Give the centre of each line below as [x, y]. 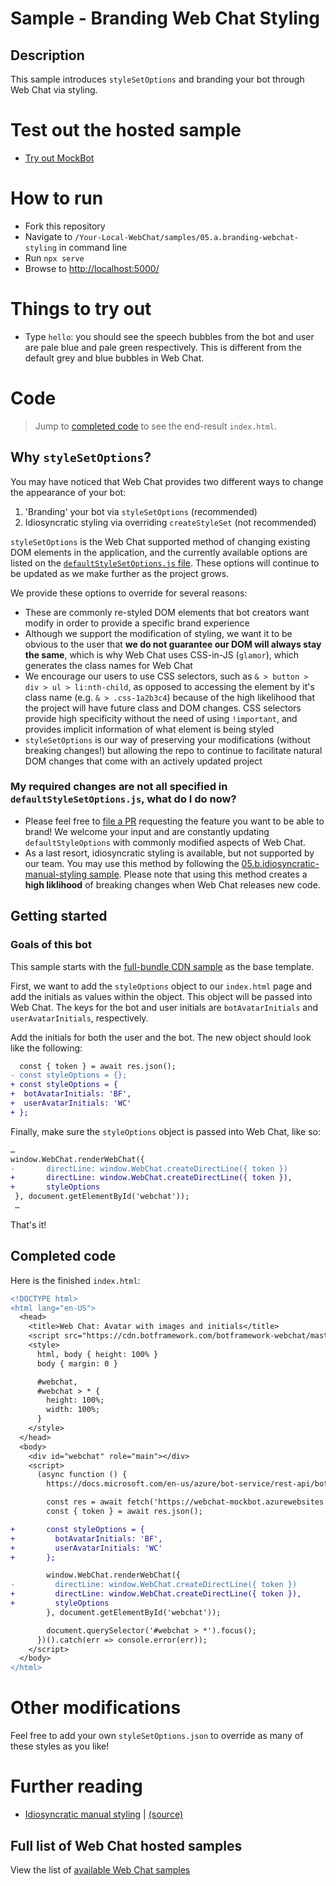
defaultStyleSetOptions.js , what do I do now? [123, 799]
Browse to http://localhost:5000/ [92, 268]
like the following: [46, 1048]
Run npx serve [54, 258]
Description [47, 55]
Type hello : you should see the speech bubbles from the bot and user [169, 336]
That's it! [28, 1224]
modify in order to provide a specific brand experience [137, 623]
